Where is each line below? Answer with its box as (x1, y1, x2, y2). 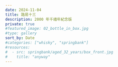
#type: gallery (5, 31, 37, 36)
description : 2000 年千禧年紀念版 (5, 17, 72, 22)
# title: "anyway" (5, 54, 51, 59)
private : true (5, 21, 35, 27)
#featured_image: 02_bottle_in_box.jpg (5, 26, 89, 31)
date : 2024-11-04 (5, 7, 42, 13)
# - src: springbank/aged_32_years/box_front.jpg (5, 49, 113, 54)
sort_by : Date (5, 36, 35, 41)
